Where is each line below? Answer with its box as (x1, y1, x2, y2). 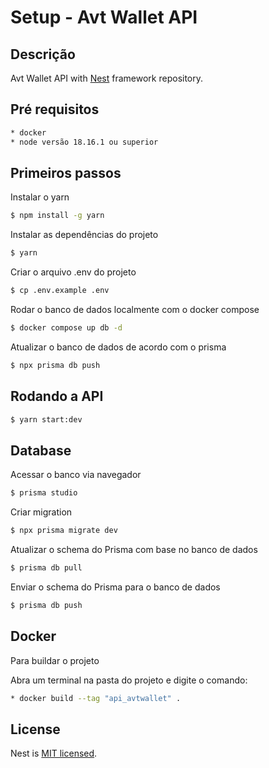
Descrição (10, 46, 76, 63)
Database (10, 442, 72, 459)
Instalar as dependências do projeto (10, 229, 159, 241)
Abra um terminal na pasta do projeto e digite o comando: (10, 674, 248, 686)
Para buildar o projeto (10, 654, 100, 666)
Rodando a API (10, 388, 104, 405)
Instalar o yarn (10, 191, 70, 203)
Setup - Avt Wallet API (10, 6, 198, 29)
